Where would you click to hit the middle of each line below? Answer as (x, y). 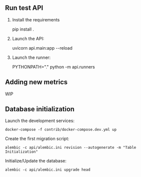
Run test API (24, 8)
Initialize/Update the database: (36, 161)
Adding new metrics (36, 82)
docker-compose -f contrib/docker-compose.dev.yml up (61, 130)
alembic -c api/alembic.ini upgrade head (48, 170)
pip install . (23, 29)
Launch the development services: (40, 121)
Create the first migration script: (37, 139)
